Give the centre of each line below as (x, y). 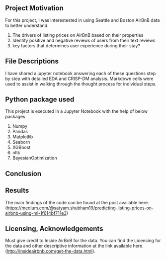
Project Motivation (34, 8)
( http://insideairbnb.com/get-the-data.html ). (50, 251)
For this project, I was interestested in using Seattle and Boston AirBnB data (83, 20)
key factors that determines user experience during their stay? (76, 45)
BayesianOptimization (35, 158)
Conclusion (23, 173)
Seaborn (21, 142)
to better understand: (27, 25)
